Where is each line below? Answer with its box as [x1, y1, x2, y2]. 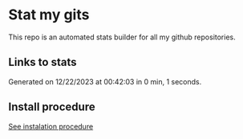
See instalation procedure [8, 121, 94, 131]
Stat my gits [8, 6, 90, 24]
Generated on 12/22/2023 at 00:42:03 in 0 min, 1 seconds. [8, 76, 202, 86]
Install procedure [8, 100, 95, 114]
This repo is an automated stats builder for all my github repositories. [8, 32, 236, 42]
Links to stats [8, 55, 77, 69]
